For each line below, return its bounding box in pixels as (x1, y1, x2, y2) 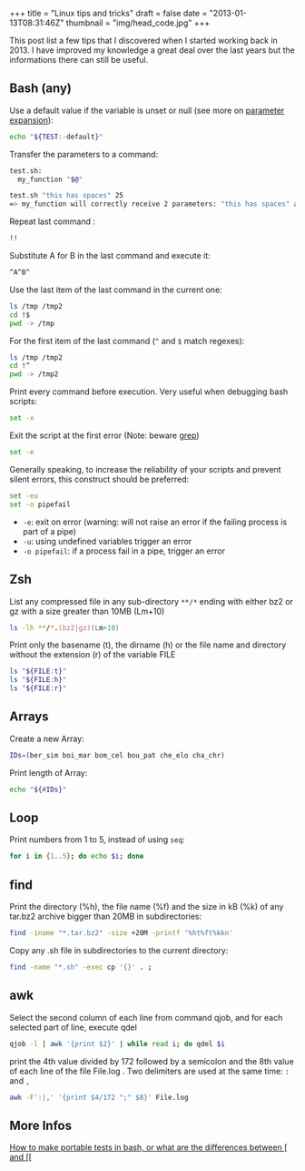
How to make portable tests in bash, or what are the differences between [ (9, 1142, 288, 1153)
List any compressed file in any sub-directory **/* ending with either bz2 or (9, 596, 293, 606)
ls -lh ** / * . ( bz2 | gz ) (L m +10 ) (9, 623, 120, 632)
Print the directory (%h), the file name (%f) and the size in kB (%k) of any (9, 901, 284, 912)
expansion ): (9, 114, 54, 126)
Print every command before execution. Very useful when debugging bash (9, 386, 289, 397)
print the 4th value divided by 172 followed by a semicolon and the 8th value (9, 1055, 295, 1066)
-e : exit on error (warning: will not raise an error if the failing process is (22, 516, 288, 527)
